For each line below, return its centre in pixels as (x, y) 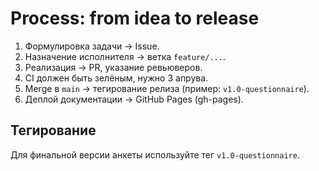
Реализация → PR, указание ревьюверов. (113, 67)
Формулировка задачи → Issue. (92, 46)
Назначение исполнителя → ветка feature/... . (125, 56)
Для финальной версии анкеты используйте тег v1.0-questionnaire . (155, 154)
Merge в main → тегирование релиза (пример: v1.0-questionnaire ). (167, 88)
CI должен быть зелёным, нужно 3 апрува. (116, 78)
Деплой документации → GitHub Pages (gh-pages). (134, 99)
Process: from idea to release (135, 18)
